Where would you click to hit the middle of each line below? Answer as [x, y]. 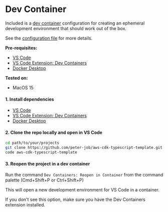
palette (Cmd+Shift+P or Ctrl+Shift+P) [45, 180]
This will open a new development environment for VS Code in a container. [82, 190]
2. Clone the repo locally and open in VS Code [54, 132]
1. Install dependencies [30, 99]
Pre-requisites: [21, 48]
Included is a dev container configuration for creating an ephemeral [75, 23]
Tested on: [17, 78]
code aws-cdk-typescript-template [41, 152]
